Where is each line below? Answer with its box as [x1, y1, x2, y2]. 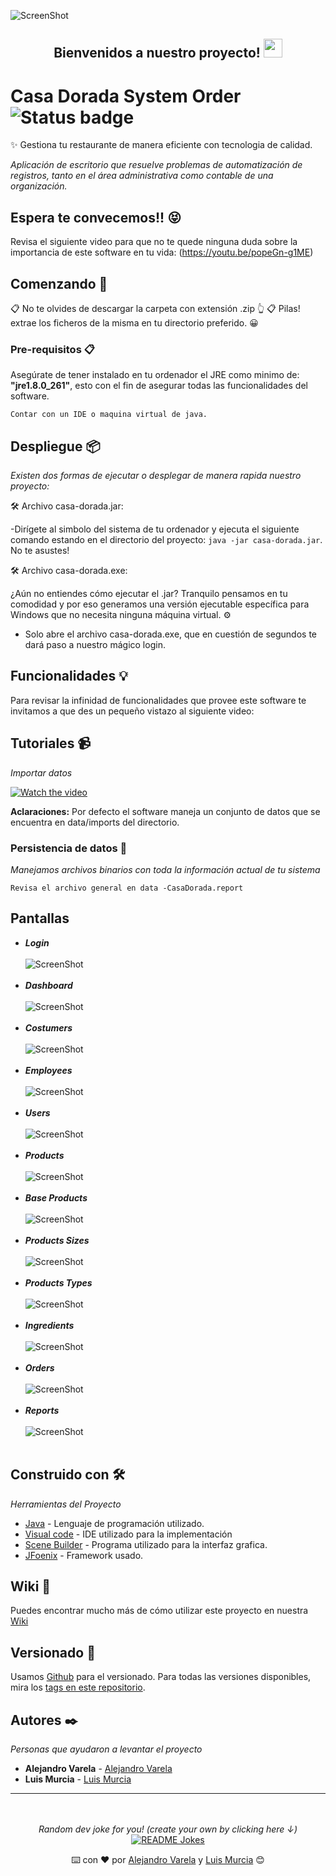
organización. [10, 180, 68, 192]
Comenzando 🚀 [10, 275, 108, 292]
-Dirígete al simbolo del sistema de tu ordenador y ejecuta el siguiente [10, 523, 300, 535]
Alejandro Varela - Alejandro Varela [24, 1763, 173, 1775]
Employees [24, 1064, 73, 1076]
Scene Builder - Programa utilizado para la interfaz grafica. [24, 1538, 268, 1550]
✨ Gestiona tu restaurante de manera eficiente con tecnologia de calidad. [10, 139, 313, 151]
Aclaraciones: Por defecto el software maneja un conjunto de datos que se [10, 805, 321, 817]
